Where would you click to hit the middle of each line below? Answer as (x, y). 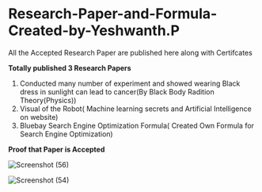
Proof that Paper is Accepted (57, 149)
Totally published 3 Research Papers (70, 67)
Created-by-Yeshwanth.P (94, 31)
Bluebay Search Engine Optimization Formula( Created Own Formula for (137, 125)
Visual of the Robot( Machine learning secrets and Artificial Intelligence (135, 109)
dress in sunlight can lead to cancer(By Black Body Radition (117, 91)
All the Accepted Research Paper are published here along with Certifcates (131, 52)
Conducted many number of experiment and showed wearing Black (130, 83)
